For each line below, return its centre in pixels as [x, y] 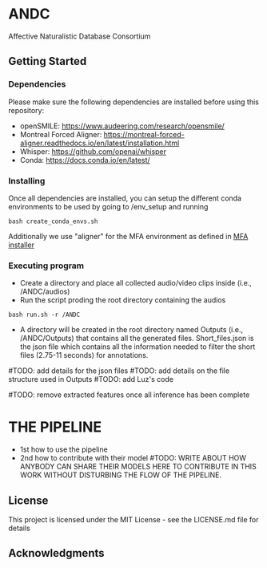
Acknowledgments [57, 553]
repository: [26, 110]
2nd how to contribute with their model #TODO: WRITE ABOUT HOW [133, 458]
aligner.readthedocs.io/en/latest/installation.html [100, 143]
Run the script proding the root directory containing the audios [123, 300]
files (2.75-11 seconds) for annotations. [84, 355]
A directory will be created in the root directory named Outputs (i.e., [132, 330]
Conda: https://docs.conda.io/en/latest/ [85, 160]
